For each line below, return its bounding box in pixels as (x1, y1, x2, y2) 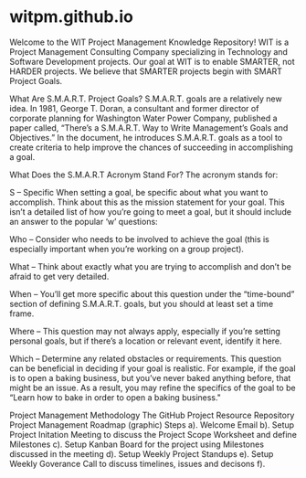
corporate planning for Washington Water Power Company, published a (9, 112, 278, 123)
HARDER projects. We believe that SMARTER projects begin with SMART (9, 66, 283, 77)
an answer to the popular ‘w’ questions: (9, 216, 158, 227)
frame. (9, 308, 35, 319)
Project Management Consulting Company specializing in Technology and (9, 46, 288, 57)
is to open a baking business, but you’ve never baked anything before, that (9, 372, 291, 383)
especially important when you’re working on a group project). (9, 243, 245, 254)
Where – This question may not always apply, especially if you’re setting (9, 325, 281, 336)
